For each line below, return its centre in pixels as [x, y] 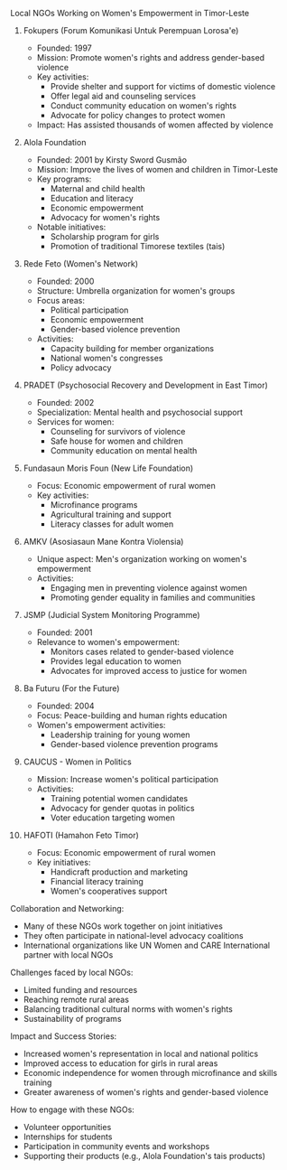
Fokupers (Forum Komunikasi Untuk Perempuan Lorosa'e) [131, 30]
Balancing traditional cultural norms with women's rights [128, 1009]
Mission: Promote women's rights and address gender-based [151, 57]
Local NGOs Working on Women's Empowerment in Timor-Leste [130, 13]
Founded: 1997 [65, 48]
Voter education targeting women [112, 818]
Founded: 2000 [65, 281]
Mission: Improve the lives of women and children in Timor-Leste [157, 169]
